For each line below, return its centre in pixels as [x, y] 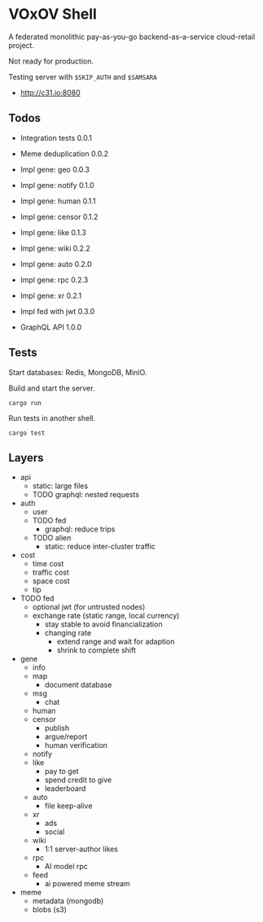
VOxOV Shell [53, 14]
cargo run [25, 403]
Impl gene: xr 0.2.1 [51, 295]
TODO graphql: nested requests [86, 495]
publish [57, 728]
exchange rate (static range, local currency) [106, 616]
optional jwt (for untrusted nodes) [89, 607]
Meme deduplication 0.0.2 [64, 153]
